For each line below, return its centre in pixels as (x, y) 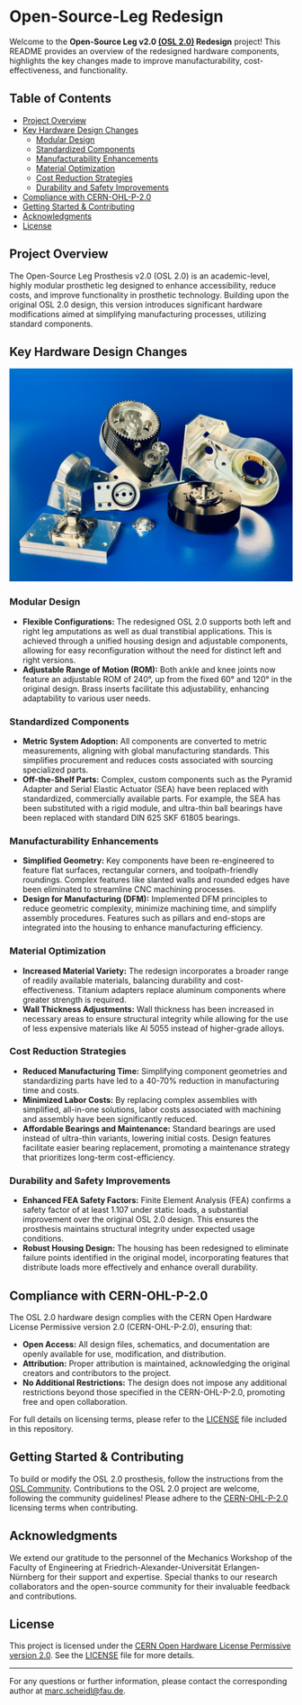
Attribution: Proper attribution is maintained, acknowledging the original (156, 1363)
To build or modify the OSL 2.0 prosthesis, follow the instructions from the (147, 1479)
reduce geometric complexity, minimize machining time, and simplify (149, 908)
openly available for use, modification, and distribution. (124, 1354)
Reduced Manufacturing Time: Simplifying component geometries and (155, 1071)
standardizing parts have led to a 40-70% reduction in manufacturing (151, 1080)
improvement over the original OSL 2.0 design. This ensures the (140, 1219)
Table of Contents (61, 99)
